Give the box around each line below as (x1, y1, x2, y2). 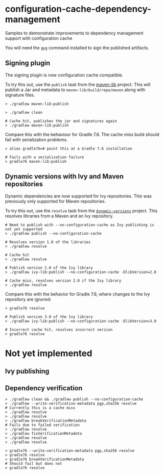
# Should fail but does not (5, 461, 63, 466)
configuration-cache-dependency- (5, 3, 152, 15)
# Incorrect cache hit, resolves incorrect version (5, 327, 113, 332)
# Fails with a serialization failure (5, 154, 84, 160)
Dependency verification (5, 384, 83, 392)
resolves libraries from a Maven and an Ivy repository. (5, 213, 114, 219)
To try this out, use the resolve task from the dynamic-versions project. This (5, 207, 158, 214)
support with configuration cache (5, 35, 72, 41)
